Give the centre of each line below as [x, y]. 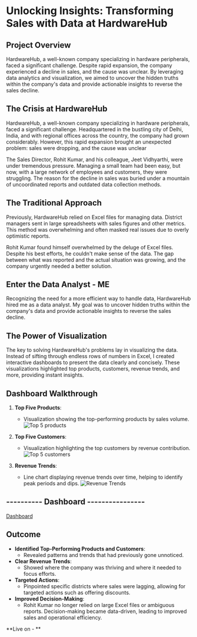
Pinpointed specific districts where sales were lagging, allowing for [104, 586]
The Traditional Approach [54, 203]
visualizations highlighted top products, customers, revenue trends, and [93, 369]
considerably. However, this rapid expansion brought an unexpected [89, 142]
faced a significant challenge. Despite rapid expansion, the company [89, 65]
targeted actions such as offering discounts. [77, 592]
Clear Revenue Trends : [43, 561]
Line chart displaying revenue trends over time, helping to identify [103, 477]
